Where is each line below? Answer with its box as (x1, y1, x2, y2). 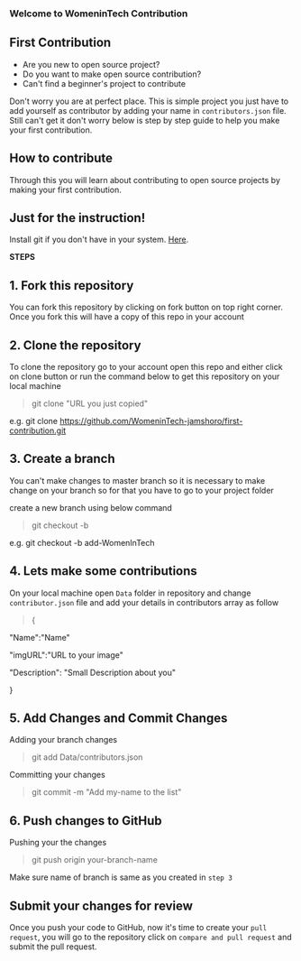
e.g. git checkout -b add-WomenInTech (9, 537, 155, 548)
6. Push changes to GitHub (9, 813, 162, 828)
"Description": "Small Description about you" (9, 667, 177, 678)
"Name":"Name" (9, 632, 70, 642)
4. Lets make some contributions (9, 563, 198, 579)
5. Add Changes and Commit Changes (9, 711, 228, 725)
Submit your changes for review (9, 898, 194, 913)
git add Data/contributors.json (31, 752, 143, 762)
